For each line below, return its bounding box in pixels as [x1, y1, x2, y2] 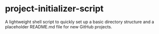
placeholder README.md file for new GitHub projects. [5, 24, 113, 29]
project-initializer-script [5, 3, 104, 14]
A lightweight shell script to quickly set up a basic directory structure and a [5, 19, 155, 25]
